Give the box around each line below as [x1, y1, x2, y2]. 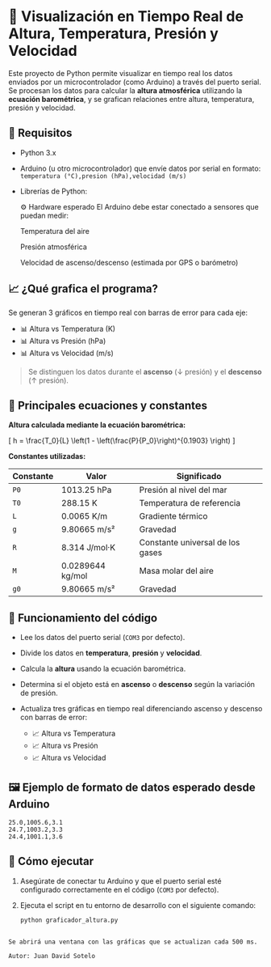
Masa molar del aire [139, 566, 214, 577]
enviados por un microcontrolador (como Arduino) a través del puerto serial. [8, 77, 262, 87]
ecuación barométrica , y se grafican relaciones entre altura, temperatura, [8, 94, 255, 104]
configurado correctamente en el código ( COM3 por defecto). [19, 884, 219, 894]
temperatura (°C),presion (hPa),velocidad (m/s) [19, 172, 187, 180]
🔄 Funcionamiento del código [8, 611, 158, 625]
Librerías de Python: [19, 186, 88, 196]
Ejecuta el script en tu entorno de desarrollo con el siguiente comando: [19, 900, 256, 910]
